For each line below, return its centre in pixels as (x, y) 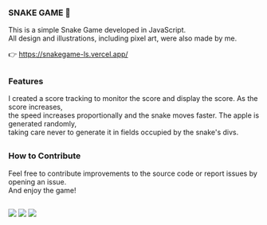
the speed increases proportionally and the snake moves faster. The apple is (134, 115)
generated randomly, (43, 124)
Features (26, 81)
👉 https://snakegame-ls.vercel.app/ (69, 54)
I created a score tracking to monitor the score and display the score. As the (133, 99)
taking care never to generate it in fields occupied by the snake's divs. (124, 132)
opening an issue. (37, 181)
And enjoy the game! (43, 190)
